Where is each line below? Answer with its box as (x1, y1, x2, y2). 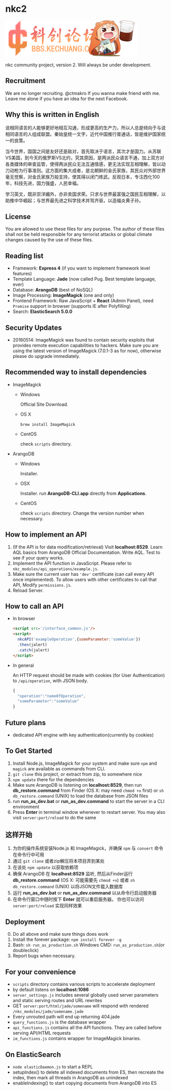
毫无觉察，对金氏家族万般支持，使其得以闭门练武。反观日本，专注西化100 (5, 174, 160, 180)
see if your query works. (12, 554, 64, 561)
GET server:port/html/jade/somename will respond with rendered (12, 1003, 149, 1009)
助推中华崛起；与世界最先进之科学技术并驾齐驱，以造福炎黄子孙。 (5, 197, 144, 203)
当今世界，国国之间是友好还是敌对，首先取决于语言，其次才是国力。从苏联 (5, 148, 161, 154)
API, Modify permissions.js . (12, 581, 72, 588)
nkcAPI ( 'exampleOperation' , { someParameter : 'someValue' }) (17, 637, 141, 642)
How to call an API (5, 602, 64, 611)
